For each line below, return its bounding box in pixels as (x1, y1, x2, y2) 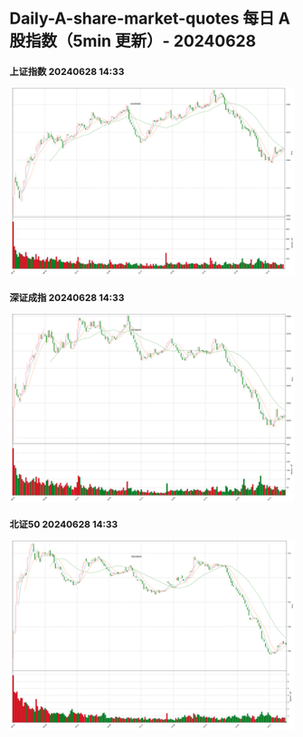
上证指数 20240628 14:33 (9, 65, 125, 78)
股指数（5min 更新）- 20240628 (9, 31, 256, 52)
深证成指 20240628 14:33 (9, 291, 125, 304)
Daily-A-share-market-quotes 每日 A (9, 8, 291, 29)
